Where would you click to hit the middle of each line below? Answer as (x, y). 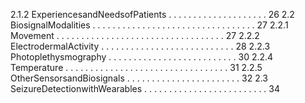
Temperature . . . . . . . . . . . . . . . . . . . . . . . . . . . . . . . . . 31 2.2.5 (136, 67)
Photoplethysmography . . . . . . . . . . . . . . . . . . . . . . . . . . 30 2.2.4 (142, 57)
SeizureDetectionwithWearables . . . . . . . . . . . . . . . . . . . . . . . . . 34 (145, 88)
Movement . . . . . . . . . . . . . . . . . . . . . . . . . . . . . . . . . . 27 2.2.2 (135, 35)
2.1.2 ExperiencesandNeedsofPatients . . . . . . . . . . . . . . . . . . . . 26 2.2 (152, 14)
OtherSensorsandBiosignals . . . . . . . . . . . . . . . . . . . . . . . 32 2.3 (139, 78)
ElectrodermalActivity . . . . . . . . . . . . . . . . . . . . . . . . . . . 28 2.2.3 (140, 46)
